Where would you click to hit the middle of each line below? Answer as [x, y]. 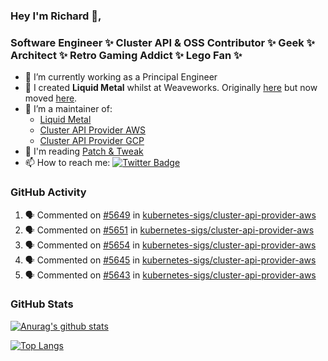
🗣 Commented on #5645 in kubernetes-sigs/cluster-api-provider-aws [170, 260]
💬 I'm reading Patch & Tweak [84, 151]
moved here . [51, 98]
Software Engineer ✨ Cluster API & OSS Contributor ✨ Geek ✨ [162, 42]
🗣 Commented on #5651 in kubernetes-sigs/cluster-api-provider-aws [169, 230]
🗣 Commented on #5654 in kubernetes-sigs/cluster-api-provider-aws [170, 245]
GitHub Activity [48, 192]
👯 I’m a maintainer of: [68, 109]
